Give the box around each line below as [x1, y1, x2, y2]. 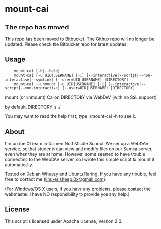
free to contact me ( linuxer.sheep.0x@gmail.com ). [5, 176, 107, 182]
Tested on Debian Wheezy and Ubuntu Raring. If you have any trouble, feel [5, 171, 156, 177]
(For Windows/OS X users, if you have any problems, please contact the [5, 186, 151, 192]
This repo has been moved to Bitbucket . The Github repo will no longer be [5, 36, 155, 42]
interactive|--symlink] [5, 77, 54, 82]
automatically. [5, 161, 33, 168]
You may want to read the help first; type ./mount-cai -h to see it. [5, 113, 136, 119]
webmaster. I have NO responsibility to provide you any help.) [5, 191, 130, 197]
